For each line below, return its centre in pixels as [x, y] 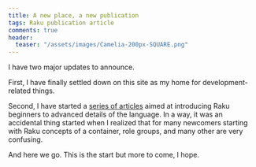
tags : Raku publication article [61, 23]
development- [225, 83]
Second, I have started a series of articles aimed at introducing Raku [119, 106]
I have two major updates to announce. [72, 67]
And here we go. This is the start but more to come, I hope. [104, 155]
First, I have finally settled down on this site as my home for [104, 83]
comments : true [33, 30]
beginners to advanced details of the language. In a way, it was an [115, 114]
